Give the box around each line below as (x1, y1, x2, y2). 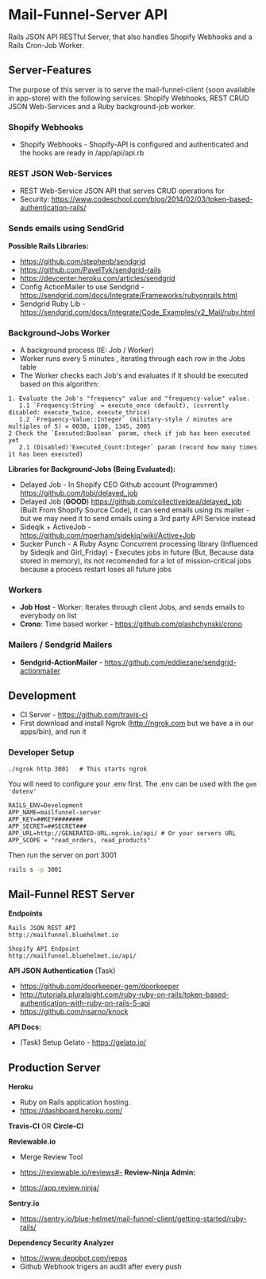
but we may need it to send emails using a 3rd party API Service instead (19, 513, 256, 523)
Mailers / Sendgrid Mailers (8, 639, 113, 650)
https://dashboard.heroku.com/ (19, 1106, 123, 1116)
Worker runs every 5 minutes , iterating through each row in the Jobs (19, 353, 246, 363)
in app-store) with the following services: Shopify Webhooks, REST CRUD (8, 93, 250, 103)
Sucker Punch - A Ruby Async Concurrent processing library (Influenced (19, 539, 258, 548)
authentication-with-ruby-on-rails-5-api (19, 998, 151, 1008)
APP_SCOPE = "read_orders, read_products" (8, 836, 151, 844)
